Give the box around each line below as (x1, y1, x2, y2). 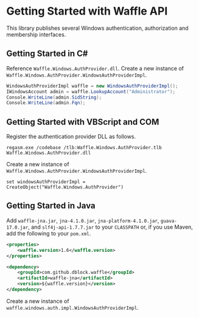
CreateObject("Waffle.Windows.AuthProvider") (6, 184, 124, 190)
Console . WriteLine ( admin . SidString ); (6, 94, 102, 100)
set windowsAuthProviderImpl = (6, 179, 86, 185)
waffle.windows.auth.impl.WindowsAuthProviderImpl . (6, 304, 139, 311)
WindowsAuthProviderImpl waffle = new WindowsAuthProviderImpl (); (6, 83, 178, 89)
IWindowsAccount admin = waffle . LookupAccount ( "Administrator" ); (6, 88, 175, 95)
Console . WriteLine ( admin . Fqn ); (6, 100, 86, 106)
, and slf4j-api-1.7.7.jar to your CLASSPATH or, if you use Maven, (28, 223, 194, 231)
